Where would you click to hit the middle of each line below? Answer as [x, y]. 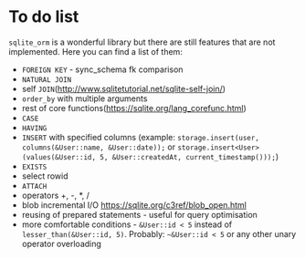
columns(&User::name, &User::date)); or [98, 147]
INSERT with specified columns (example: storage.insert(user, [140, 137]
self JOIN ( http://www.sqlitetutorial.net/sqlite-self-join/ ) [123, 88]
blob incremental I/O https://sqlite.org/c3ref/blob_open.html [134, 205]
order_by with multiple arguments [84, 98]
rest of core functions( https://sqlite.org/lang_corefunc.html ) [134, 108]
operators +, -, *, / [56, 195]
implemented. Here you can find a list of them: [96, 51]
